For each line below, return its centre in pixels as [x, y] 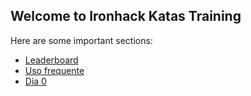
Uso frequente [54, 70]
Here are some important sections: [81, 40]
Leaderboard [51, 60]
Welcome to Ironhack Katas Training [126, 16]
